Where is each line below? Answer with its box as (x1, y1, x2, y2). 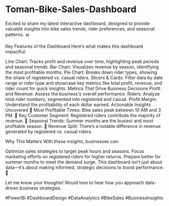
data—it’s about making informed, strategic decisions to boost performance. (5, 164, 164, 170)
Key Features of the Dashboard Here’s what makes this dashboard (5, 43, 143, 49)
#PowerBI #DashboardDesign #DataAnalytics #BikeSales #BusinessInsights (5, 194, 163, 201)
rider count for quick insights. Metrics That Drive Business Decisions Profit (5, 85, 161, 91)
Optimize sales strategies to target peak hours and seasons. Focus (5, 148, 144, 154)
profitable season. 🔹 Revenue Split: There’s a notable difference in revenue (5, 123, 161, 129)
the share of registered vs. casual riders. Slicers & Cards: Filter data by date (5, 75, 163, 81)
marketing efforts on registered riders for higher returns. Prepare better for (5, 153, 161, 159)
